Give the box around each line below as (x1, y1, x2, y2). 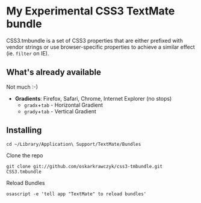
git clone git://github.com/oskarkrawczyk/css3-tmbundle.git (6, 163, 163, 169)
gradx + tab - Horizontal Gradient (23, 101, 104, 108)
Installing (6, 125, 42, 136)
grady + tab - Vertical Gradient (23, 107, 96, 115)
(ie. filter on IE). (6, 49, 49, 57)
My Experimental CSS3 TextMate (6, 4, 175, 18)
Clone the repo (6, 152, 43, 159)
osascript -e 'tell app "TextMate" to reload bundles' (6, 191, 147, 197)
